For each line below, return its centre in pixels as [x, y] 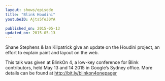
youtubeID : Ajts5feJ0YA [30, 19]
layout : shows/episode [29, 10]
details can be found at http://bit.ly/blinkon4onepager [61, 73]
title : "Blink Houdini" [30, 15]
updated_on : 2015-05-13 [30, 33]
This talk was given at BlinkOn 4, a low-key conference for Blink [72, 62]
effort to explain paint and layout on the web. [52, 53]
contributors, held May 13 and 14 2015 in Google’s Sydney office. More [79, 68]
